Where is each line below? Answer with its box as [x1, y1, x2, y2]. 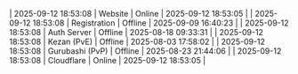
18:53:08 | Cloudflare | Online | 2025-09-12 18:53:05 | [9, 55, 206, 65]
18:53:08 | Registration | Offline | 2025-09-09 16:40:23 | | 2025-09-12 [32, 18, 289, 28]
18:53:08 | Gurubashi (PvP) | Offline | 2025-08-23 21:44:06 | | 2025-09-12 [9, 46, 282, 56]
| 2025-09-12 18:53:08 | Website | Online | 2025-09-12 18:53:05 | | [9, 9, 254, 18]
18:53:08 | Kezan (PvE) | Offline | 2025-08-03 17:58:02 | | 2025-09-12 [9, 36, 265, 47]
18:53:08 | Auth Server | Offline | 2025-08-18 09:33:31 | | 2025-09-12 [9, 27, 264, 37]
